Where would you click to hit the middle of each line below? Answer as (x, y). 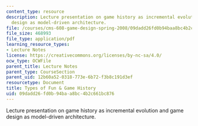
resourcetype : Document (35, 83)
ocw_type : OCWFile (29, 61)
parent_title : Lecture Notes (42, 66)
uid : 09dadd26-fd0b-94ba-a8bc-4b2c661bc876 (60, 94)
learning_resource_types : (38, 45)
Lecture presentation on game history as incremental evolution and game (95, 110)
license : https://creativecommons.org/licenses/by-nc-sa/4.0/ (84, 55)
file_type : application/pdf (41, 39)
